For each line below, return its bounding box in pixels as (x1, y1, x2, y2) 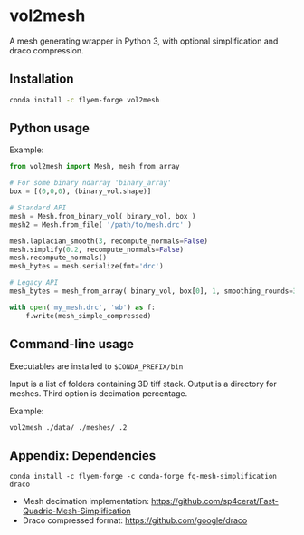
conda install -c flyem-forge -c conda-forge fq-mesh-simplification (9, 472, 278, 481)
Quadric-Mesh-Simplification (22, 505, 131, 517)
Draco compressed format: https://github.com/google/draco (22, 515, 248, 526)
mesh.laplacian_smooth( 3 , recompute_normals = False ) (9, 237, 208, 246)
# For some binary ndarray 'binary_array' (9, 179, 172, 188)
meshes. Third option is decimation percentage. (9, 387, 188, 399)
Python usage (9, 121, 90, 136)
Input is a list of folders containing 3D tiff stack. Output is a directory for (9, 378, 278, 389)
